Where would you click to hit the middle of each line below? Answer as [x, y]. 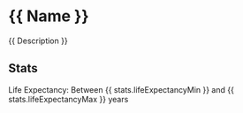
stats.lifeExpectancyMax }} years [68, 99]
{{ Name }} [49, 16]
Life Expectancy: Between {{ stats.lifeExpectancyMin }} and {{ [121, 89]
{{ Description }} [38, 41]
